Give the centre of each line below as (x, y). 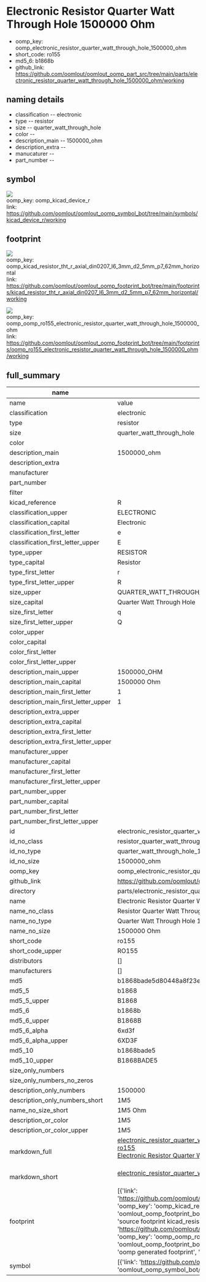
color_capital (28, 642)
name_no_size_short (39, 1110)
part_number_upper (38, 792)
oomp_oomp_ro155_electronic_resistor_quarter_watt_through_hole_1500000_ (103, 324)
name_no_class (32, 911)
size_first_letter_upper (41, 622)
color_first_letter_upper (43, 662)
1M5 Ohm (132, 1110)
